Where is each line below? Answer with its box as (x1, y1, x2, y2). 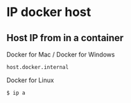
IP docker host (6, 4, 91, 20)
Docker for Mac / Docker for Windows (6, 50, 115, 58)
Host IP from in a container (6, 32, 124, 44)
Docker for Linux (6, 76, 55, 84)
